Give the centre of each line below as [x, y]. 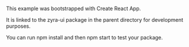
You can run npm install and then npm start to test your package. [85, 37]
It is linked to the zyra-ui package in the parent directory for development [95, 20]
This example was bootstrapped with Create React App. [74, 9]
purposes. [18, 26]
